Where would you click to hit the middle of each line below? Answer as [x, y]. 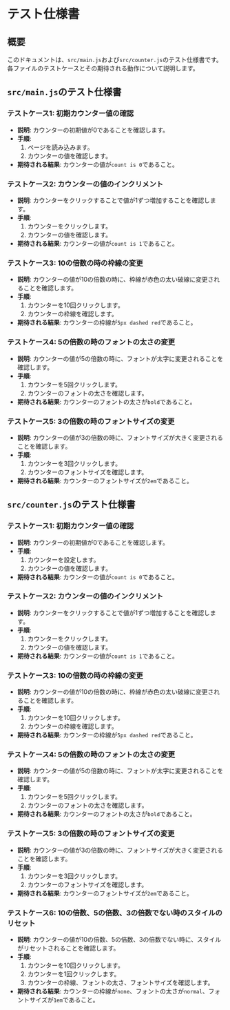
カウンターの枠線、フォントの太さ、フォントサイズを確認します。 [121, 983]
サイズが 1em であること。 [64, 1000]
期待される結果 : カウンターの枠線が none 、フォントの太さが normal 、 [113, 991]
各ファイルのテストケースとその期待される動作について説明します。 [103, 68]
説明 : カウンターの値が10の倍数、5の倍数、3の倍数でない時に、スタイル [119, 940]
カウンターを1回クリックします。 [74, 974]
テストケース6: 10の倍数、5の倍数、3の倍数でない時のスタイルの [115, 913]
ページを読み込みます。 [60, 147]
